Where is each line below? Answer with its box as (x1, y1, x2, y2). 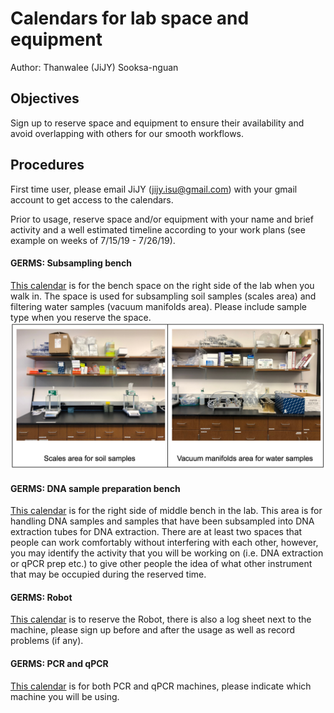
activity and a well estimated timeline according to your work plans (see (10, 223, 306, 236)
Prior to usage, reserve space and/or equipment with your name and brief (10, 213, 314, 225)
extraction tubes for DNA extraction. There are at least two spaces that (10, 526, 303, 538)
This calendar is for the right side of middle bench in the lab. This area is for (10, 505, 323, 517)
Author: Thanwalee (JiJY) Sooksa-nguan (10, 61, 179, 73)
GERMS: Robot (10, 591, 73, 603)
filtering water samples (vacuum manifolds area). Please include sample (10, 300, 307, 312)
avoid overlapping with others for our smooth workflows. (10, 127, 245, 139)
